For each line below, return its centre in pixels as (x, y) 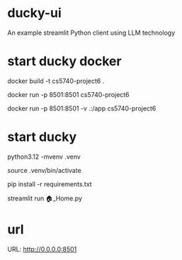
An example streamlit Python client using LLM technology (91, 33)
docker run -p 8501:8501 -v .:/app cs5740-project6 (82, 108)
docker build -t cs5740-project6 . (56, 81)
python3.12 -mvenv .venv (44, 157)
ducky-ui (34, 13)
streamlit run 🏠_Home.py (45, 198)
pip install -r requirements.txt (50, 184)
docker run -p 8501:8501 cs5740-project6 (68, 94)
